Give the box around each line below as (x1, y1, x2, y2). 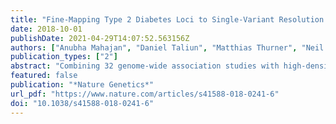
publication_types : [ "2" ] (10, 52, 118, 62)
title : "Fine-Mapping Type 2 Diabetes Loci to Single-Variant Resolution (10, 14, 325, 25)
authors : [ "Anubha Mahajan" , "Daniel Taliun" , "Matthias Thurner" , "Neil (10, 42, 325, 53)
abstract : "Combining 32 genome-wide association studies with (10, 61, 280, 71)
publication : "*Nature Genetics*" (10, 80, 155, 90)
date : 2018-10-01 (10, 24, 83, 34)
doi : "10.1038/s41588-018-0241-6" (10, 98, 155, 108)
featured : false (10, 71, 78, 81)
